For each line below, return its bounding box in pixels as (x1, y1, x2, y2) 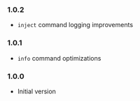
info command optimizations (17, 54, 101, 62)
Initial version (17, 87, 56, 95)
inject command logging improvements (17, 21, 134, 29)
